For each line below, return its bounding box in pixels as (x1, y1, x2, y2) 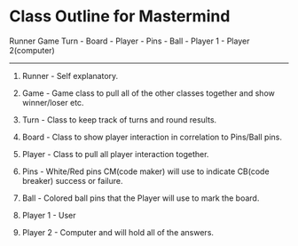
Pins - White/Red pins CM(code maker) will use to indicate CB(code (21, 166, 270, 177)
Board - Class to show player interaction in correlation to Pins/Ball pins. (21, 131, 282, 142)
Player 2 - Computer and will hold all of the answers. (21, 226, 215, 237)
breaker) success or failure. (21, 175, 123, 186)
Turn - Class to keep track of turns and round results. (21, 114, 217, 125)
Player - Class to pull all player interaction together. (21, 148, 209, 159)
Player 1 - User (21, 210, 76, 220)
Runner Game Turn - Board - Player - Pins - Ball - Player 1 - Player (9, 36, 250, 46)
